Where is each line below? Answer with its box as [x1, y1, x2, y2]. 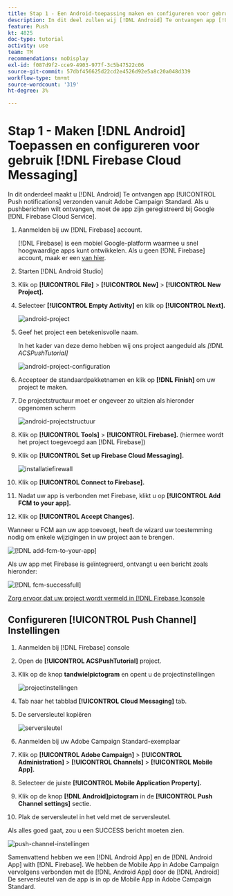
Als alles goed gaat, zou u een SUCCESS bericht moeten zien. [8, 826, 185, 834]
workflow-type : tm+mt [8, 74, 71, 82]
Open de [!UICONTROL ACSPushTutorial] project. [17, 657, 162, 665]
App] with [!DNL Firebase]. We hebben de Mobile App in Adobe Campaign [8, 860, 219, 868]
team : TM [8, 49, 33, 56]
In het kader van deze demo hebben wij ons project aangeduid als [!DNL [17, 342, 224, 350]
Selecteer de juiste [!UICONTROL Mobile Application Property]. [17, 778, 203, 787]
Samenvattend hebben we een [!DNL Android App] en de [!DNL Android [8, 852, 213, 861]
